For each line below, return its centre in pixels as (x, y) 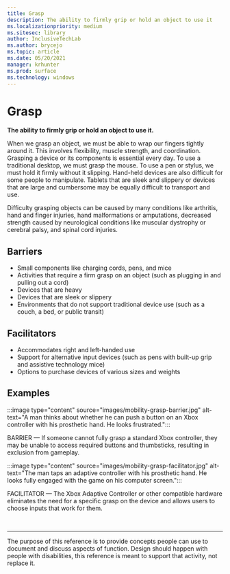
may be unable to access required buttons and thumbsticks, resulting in (108, 445)
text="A (18, 417)
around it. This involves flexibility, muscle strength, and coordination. (104, 151)
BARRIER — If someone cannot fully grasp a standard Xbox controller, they (112, 437)
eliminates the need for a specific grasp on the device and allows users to (111, 501)
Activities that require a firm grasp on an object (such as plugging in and (119, 275)
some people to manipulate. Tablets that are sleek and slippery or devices (111, 180)
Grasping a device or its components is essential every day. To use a (104, 158)
